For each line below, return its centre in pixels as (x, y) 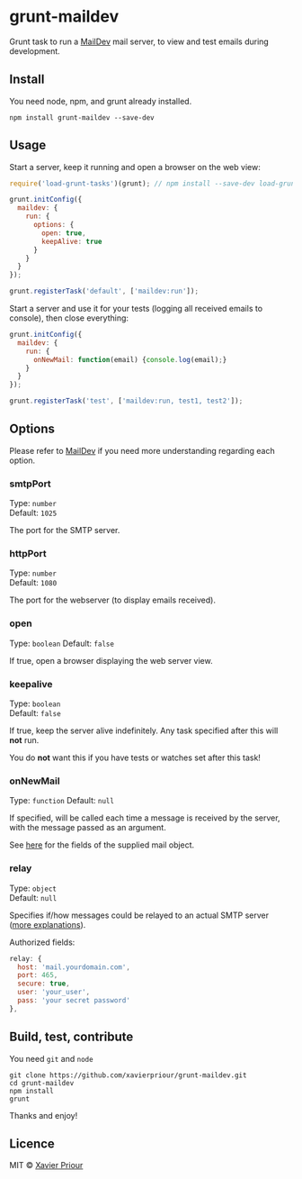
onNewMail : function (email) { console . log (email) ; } (130, 359)
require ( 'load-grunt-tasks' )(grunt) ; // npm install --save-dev (132, 183)
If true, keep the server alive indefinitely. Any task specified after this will (144, 730)
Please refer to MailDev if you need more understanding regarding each (142, 450)
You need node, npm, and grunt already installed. (101, 101)
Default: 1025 (33, 513)
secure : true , (44, 984)
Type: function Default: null (62, 801)
